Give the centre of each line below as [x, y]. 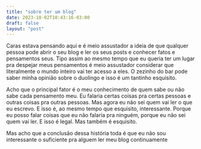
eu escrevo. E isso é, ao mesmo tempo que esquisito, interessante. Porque [99, 109]
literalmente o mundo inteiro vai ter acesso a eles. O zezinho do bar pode [97, 71]
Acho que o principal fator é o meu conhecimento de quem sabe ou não [95, 90]
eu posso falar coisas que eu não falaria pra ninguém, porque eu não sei [96, 115]
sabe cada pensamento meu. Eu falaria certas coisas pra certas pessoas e [99, 96]
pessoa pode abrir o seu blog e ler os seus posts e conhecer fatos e [91, 52]
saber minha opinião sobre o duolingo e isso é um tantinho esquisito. [91, 78]
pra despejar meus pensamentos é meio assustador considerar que [90, 65]
